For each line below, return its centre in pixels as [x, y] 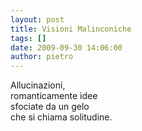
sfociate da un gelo [50, 107]
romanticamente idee [54, 96]
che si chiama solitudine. [61, 117]
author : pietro [42, 57]
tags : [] [28, 38]
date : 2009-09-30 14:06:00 [66, 47]
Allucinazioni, [38, 85]
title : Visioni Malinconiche [71, 29]
